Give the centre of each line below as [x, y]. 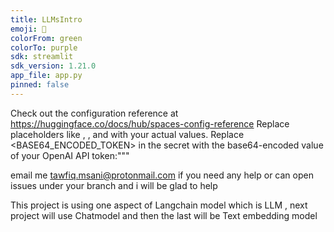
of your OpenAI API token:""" [70, 155]
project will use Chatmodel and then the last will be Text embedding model [164, 215]
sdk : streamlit [42, 57]
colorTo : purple [44, 47]
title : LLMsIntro [46, 19]
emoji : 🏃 [28, 29]
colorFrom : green [46, 38]
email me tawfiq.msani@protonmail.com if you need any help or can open [162, 175]
